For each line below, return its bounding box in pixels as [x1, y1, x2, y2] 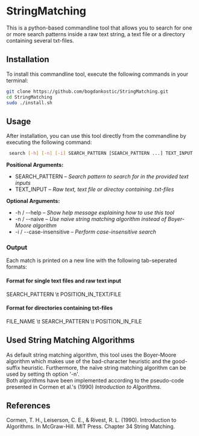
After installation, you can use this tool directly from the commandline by [6, 132, 187, 140]
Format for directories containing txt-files [6, 304, 113, 311]
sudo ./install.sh [6, 99, 52, 106]
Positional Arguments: [6, 161, 64, 169]
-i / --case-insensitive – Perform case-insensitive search [14, 228, 157, 235]
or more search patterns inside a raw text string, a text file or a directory [6, 30, 186, 37]
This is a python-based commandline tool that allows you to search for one [6, 24, 192, 31]
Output [6, 243, 28, 251]
